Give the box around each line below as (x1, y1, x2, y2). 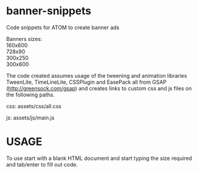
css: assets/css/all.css (6, 102, 61, 109)
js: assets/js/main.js (6, 114, 55, 121)
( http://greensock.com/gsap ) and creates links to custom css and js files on (6, 84, 192, 92)
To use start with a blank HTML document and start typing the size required (6, 155, 193, 162)
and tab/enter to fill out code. (6, 161, 78, 168)
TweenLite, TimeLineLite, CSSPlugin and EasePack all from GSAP (6, 78, 167, 86)
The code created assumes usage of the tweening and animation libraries (6, 72, 187, 79)
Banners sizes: (6, 35, 43, 42)
